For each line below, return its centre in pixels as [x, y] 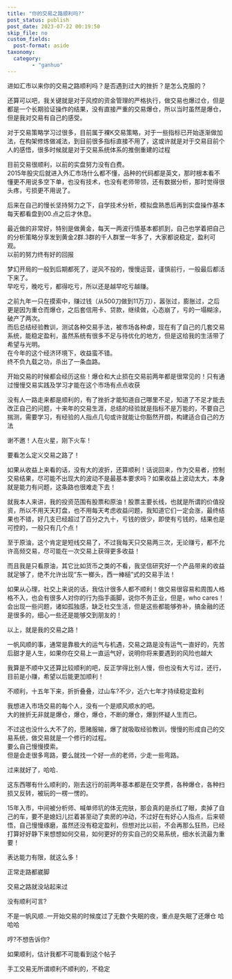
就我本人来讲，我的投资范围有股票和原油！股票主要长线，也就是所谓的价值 [113, 502]
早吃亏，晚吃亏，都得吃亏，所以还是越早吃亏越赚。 [80, 286]
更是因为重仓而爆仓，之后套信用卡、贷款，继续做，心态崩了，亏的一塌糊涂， [116, 309]
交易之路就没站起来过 [37, 886]
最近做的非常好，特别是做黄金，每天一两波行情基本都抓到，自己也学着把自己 [116, 228]
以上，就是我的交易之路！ [43, 630]
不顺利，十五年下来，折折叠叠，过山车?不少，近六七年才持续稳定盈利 [106, 691]
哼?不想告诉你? [29, 939]
